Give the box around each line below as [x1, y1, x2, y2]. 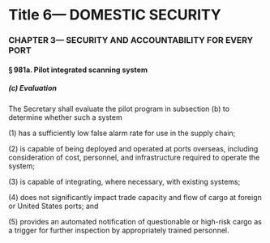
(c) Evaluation [8, 83, 57, 93]
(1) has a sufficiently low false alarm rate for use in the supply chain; [8, 128, 236, 138]
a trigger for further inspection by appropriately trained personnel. [8, 225, 229, 235]
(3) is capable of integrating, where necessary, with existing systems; [8, 177, 241, 186]
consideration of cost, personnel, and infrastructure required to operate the [8, 152, 260, 162]
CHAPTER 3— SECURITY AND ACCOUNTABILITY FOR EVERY [8, 35, 254, 46]
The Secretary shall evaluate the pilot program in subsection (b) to [8, 104, 229, 113]
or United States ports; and [8, 201, 99, 211]
